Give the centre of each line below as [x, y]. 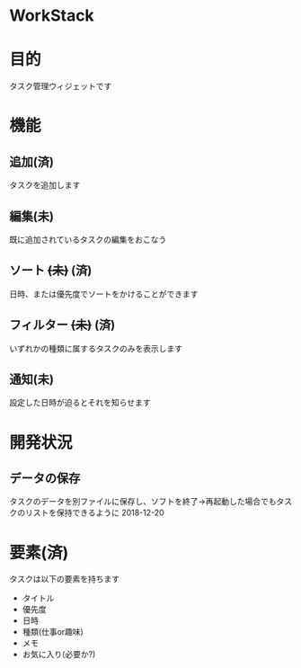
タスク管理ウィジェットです [61, 86]
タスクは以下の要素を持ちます [64, 579]
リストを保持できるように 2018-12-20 [94, 512]
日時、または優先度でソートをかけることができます [104, 294]
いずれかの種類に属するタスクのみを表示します [96, 348]
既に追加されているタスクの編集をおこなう [88, 239]
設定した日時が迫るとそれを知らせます [80, 403]
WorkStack [52, 16]
